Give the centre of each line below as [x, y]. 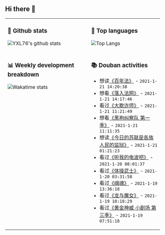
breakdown [23, 74]
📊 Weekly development [41, 65]
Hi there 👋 [20, 9]
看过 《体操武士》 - [122, 170]
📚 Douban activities [120, 65]
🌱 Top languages [115, 31]
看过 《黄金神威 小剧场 [125, 207]
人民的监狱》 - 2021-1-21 [128, 145]
